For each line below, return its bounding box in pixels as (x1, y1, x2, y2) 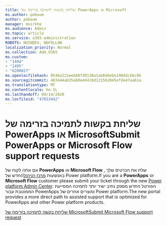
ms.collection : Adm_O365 (5, 49, 58, 54)
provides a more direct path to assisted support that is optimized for (5, 194, 147, 200)
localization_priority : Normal (5, 45, 71, 50)
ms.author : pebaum (5, 12, 44, 17)
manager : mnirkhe (5, 21, 42, 27)
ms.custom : (5, 54, 28, 60)
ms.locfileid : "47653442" (5, 96, 60, 101)
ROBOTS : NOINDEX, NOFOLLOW (5, 40, 62, 45)
